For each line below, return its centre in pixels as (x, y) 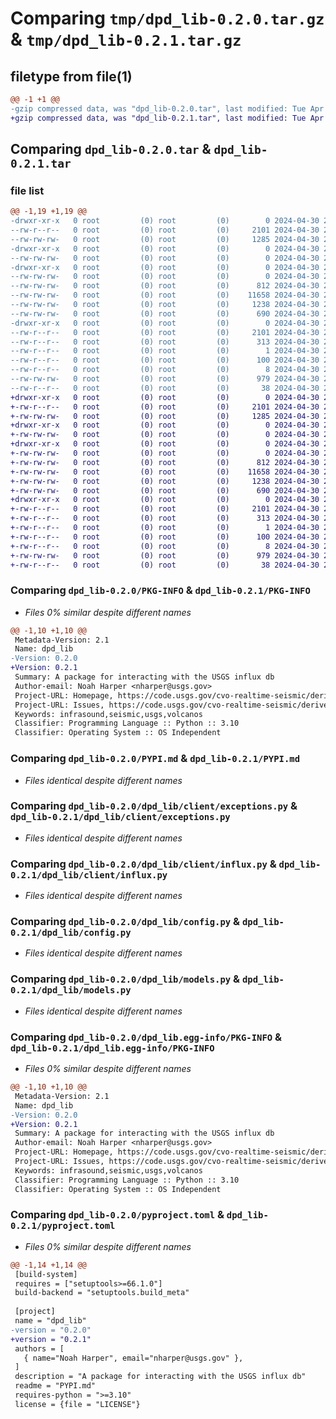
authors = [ (39, 1348)
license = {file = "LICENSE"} (77, 1404)
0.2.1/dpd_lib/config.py (71, 933)
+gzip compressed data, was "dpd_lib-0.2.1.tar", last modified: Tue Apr (167, 118)
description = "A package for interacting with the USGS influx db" (160, 1377)
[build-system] (46, 1274)
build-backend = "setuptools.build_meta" (102, 1293)
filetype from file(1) (71, 76)
